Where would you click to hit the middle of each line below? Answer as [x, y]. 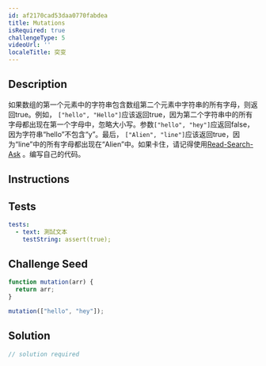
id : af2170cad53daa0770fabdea [58, 15]
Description [38, 84]
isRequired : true [37, 30]
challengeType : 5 [37, 38]
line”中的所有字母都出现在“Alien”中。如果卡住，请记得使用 [113, 144]
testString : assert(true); [67, 239]
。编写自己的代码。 [54, 154]
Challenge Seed [48, 264]
